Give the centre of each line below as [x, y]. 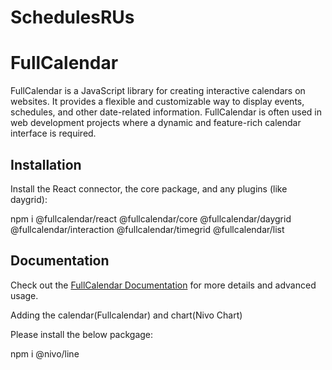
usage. [24, 295]
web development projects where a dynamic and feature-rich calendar [156, 123]
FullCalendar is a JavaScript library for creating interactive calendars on [158, 91]
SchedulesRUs [72, 17]
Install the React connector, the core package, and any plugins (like [149, 188]
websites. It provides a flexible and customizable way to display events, [157, 102]
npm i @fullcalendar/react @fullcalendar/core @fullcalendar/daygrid [151, 218]
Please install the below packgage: [82, 334]
